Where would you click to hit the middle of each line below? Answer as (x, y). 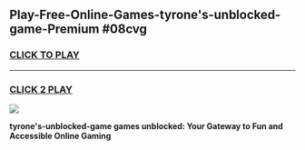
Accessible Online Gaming (60, 135)
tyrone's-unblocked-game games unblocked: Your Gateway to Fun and (146, 125)
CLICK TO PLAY (44, 55)
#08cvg (125, 30)
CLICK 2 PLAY (41, 89)
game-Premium (54, 30)
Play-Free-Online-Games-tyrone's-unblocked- (145, 15)
